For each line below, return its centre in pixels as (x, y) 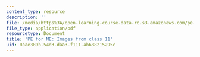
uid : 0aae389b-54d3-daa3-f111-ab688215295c (61, 45)
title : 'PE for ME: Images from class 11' (60, 39)
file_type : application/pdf (41, 28)
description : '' (26, 17)
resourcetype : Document (36, 34)
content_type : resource (36, 12)
